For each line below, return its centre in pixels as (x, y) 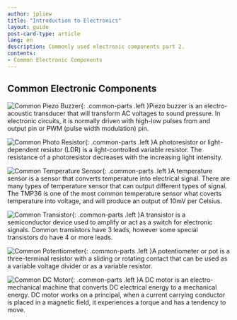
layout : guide (28, 27)
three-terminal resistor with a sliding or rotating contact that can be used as (117, 258)
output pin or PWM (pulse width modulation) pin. (78, 128)
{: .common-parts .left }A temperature (157, 171)
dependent (23, 149)
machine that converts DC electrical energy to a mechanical (129, 287)
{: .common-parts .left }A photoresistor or (145, 142)
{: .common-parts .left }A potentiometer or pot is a (157, 251)
